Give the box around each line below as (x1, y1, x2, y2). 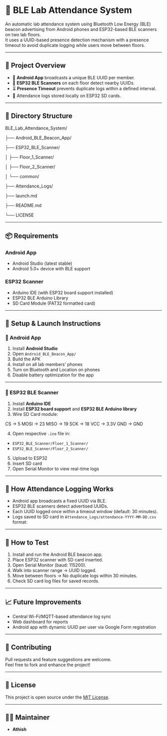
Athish (12, 727, 27, 733)
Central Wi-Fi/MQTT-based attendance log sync (12, 613, 111, 619)
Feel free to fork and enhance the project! (5, 662, 90, 668)
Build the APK (12, 356, 41, 362)
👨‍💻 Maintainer (5, 713, 50, 722)
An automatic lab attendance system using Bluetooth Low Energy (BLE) (5, 21, 151, 27)
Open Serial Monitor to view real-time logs (12, 466, 99, 472)
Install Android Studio (12, 346, 58, 352)
